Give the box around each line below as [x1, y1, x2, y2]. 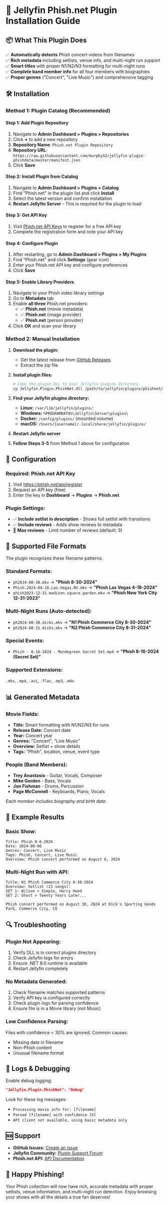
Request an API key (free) [12, 487, 66, 493]
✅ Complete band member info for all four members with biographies [5, 69, 150, 74]
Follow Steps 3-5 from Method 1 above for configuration [12, 441, 129, 447]
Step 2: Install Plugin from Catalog [5, 173, 78, 180]
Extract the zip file [20, 362, 58, 368]
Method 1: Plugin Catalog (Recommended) [5, 107, 110, 115]
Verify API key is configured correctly [12, 995, 90, 1001]
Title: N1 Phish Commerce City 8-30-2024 [5, 880, 93, 885]
